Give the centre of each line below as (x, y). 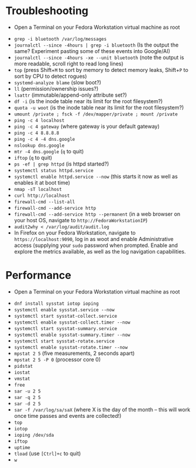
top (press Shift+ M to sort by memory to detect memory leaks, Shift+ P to (101, 70)
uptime (22, 447)
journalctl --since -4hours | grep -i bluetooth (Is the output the (96, 45)
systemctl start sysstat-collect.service (65, 316)
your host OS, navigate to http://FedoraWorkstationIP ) (81, 220)
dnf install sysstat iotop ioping (56, 304)
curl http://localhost (42, 196)
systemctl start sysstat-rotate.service (64, 341)
